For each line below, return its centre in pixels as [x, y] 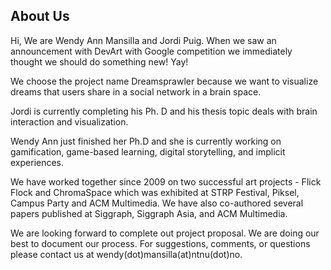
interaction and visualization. [69, 121]
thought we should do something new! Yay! [99, 61]
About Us [40, 16]
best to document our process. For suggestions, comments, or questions [160, 243]
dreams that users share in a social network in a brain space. [136, 91]
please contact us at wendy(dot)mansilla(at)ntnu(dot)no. [126, 254]
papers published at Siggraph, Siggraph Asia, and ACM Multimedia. [149, 213]
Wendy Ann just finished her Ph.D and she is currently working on [146, 141]
